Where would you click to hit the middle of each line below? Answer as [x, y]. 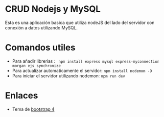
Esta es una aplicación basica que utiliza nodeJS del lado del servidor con [80, 23]
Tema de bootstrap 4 [33, 109]
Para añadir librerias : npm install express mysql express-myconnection [86, 61]
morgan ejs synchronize [36, 66]
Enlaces [22, 96]
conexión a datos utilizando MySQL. [41, 27]
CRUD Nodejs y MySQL [53, 9]
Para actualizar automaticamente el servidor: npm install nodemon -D [82, 70]
